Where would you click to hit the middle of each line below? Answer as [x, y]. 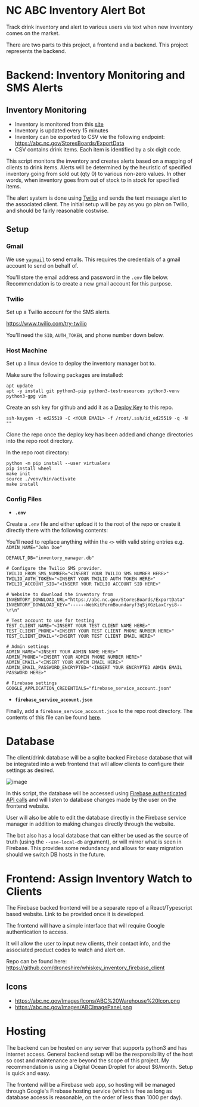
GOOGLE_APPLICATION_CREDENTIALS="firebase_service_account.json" [89, 688]
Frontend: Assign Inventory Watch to [99, 878]
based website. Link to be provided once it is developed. [75, 914]
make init [18, 474]
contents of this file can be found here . [54, 717]
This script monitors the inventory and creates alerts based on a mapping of [99, 161]
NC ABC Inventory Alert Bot [76, 10]
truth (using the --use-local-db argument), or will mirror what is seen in [94, 842]
